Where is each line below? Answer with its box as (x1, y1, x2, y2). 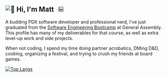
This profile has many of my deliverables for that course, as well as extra (5, 29, 159, 36)
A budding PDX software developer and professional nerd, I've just (5, 18, 146, 25)
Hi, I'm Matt (16, 5, 54, 14)
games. (5, 56, 22, 62)
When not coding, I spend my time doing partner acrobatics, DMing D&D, (5, 45, 159, 51)
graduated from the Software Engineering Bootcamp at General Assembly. (5, 24, 162, 30)
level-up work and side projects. (5, 35, 73, 41)
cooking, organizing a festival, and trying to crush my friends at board (5, 50, 153, 56)
